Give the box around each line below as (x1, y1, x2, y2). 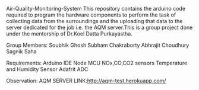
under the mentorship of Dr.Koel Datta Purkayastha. (6, 30, 132, 37)
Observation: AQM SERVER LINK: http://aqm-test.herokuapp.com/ (6, 77, 166, 84)
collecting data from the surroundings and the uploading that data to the (6, 18, 183, 24)
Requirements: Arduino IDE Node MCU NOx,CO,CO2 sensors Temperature (6, 59, 188, 66)
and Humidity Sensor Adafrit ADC (6, 66, 89, 73)
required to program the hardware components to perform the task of (6, 11, 176, 18)
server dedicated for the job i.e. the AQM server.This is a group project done (6, 24, 193, 31)
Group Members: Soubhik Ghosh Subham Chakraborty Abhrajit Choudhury (6, 41, 189, 49)
